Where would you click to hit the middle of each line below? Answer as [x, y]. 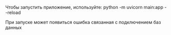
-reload [13, 12]
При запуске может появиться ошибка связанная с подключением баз [83, 22]
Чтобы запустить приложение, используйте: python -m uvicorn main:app [84, 7]
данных [14, 27]
